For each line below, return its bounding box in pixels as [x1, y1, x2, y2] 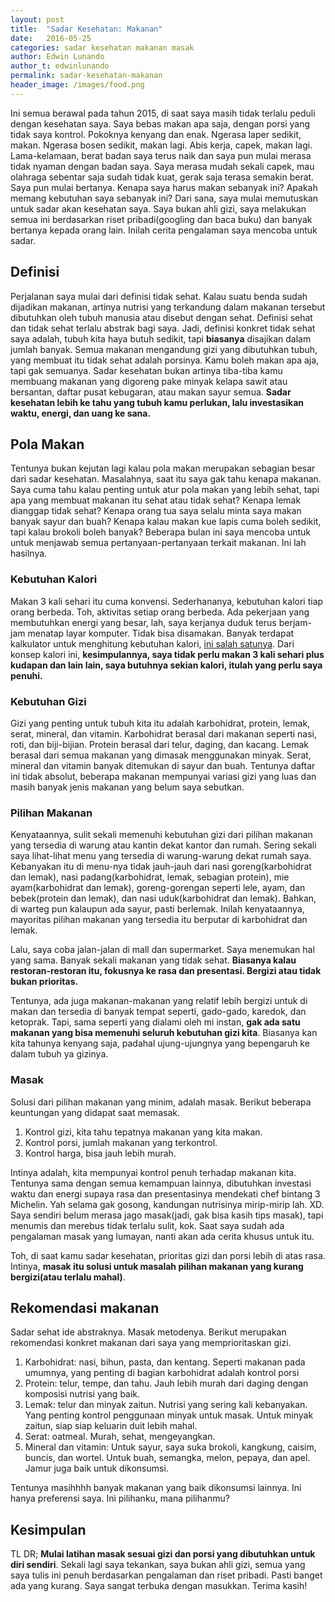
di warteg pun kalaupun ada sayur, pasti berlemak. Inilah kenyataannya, [10, 903, 305, 915]
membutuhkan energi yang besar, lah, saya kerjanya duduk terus [10, 616, 277, 628]
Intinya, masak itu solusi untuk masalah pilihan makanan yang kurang [10, 1260, 304, 1272]
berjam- [278, 616, 312, 628]
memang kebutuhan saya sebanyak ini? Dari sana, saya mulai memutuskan [10, 192, 319, 204]
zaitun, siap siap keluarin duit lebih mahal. [24, 1420, 198, 1432]
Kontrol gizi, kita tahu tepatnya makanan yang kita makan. [24, 1126, 263, 1138]
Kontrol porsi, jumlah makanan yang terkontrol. [24, 1136, 218, 1148]
